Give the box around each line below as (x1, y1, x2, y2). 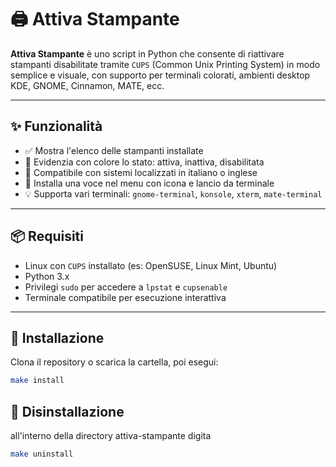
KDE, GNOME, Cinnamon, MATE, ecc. (10, 79, 165, 91)
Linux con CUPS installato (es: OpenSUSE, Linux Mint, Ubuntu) (24, 259, 278, 271)
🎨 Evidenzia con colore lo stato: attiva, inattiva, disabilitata (24, 156, 265, 168)
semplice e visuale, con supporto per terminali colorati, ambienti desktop (10, 69, 311, 81)
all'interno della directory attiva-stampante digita (10, 430, 212, 442)
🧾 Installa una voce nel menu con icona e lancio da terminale (24, 177, 275, 189)
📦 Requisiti (10, 228, 84, 245)
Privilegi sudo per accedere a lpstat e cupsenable (24, 281, 228, 293)
